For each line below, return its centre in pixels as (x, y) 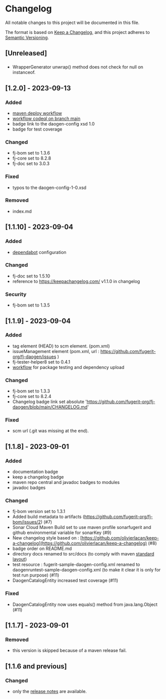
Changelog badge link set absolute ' (49, 402)
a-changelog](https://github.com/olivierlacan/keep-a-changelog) (80, 543)
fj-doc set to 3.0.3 (31, 163)
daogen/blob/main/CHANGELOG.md (50, 407)
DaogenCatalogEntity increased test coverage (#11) (65, 580)
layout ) (19, 559)
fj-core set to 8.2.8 (32, 158)
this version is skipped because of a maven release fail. (69, 650)
